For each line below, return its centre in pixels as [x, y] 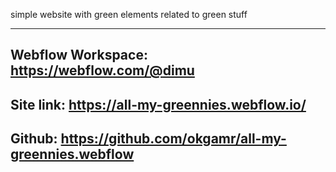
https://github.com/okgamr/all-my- [173, 139]
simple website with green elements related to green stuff [129, 14]
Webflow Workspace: [79, 55]
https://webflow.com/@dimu [102, 70]
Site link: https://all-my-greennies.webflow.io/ [158, 104]
